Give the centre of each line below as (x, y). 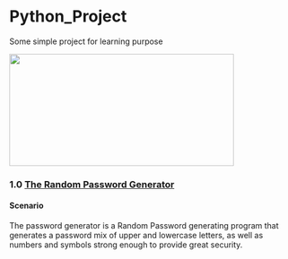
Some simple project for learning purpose (86, 41)
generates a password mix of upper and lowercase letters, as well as (136, 236)
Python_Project (68, 17)
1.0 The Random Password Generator (92, 184)
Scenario (26, 206)
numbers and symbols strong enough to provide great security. (126, 245)
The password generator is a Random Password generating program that (144, 226)
